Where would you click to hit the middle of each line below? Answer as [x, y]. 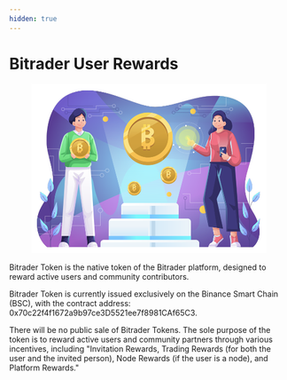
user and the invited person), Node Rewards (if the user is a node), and [139, 358]
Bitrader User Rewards [94, 63]
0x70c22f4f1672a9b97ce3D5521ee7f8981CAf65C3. [103, 313]
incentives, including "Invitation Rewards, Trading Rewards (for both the [140, 348]
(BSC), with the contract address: [70, 303]
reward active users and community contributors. [99, 276]
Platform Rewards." [44, 368]
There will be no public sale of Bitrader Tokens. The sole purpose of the [140, 329]
